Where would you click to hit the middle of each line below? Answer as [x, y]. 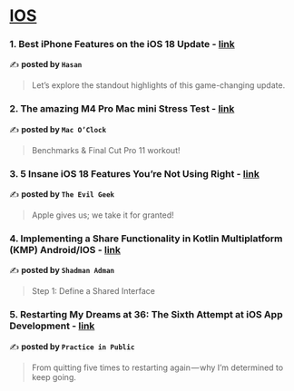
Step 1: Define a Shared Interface [93, 291]
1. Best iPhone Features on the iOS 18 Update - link [122, 44]
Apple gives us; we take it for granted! [103, 215]
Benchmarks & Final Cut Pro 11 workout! [106, 150]
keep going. [54, 376]
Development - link [52, 326]
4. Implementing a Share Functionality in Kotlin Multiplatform [146, 239]
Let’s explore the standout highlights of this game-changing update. [158, 85]
